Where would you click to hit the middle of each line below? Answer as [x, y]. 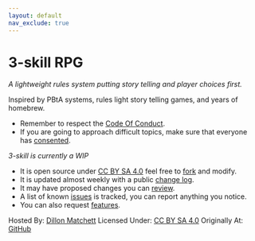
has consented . [45, 141]
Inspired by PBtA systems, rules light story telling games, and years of [123, 99]
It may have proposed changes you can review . [97, 189]
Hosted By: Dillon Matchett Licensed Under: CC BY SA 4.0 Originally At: [126, 220]
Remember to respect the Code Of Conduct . [92, 123]
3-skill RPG [46, 62]
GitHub [20, 229]
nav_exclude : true [39, 23]
